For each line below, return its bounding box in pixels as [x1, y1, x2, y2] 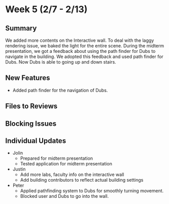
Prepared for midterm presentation [20, 155, 93, 161]
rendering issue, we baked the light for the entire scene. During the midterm [5, 43, 164, 49]
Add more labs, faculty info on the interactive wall [20, 171, 124, 178]
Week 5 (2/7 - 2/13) [5, 4, 88, 15]
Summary [5, 24, 37, 33]
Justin [12, 166, 26, 172]
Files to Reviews [5, 102, 58, 110]
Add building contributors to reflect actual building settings [20, 177, 144, 183]
